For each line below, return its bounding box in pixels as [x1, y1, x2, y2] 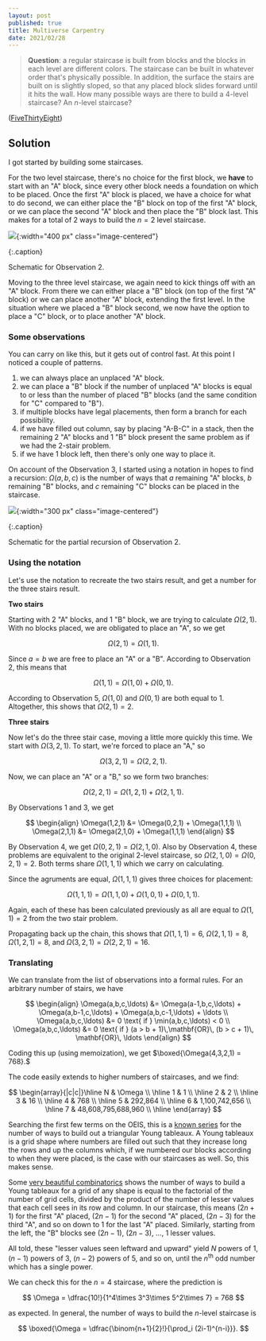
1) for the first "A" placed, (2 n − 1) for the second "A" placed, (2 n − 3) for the [8, 1211, 256, 1221]
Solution [8, 136, 51, 150]
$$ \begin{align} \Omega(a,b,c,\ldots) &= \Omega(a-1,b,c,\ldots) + [25, 999, 242, 1009]
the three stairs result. [8, 584, 81, 593]
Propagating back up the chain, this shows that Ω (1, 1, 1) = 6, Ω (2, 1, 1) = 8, [8, 928, 249, 939]
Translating [8, 957, 54, 968]
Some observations [8, 331, 86, 342]
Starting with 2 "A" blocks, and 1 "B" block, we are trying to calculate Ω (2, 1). [8, 614, 257, 624]
